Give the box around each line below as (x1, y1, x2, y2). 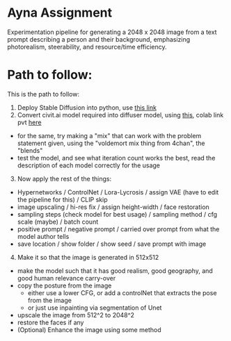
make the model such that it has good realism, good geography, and (17, 266, 214, 275)
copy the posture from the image (17, 281, 112, 290)
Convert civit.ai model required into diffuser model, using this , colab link (17, 110, 224, 119)
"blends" (17, 146, 43, 154)
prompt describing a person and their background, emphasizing (7, 35, 191, 43)
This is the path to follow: (7, 90, 80, 98)
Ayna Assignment (7, 5, 113, 21)
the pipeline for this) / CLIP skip (17, 195, 108, 203)
